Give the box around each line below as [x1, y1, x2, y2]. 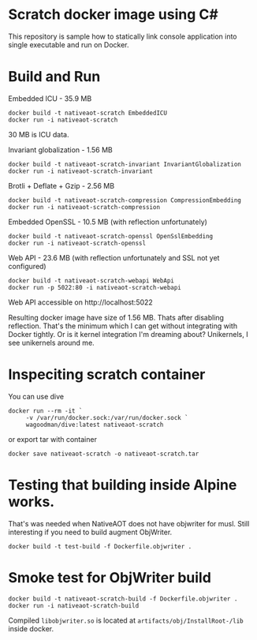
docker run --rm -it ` [8, 406, 83, 415]
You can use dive [8, 391, 65, 401]
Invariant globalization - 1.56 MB [8, 144, 113, 155]
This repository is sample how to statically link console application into [8, 32, 237, 41]
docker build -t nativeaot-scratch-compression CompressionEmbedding [8, 196, 242, 204]
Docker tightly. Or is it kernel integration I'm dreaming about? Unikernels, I [8, 329, 248, 339]
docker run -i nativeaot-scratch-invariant [8, 167, 154, 175]
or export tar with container [8, 434, 97, 444]
